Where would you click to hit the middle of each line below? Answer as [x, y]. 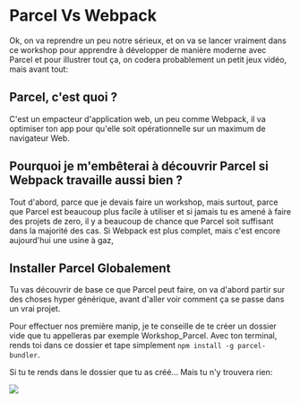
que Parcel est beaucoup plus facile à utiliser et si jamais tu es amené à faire [150, 211]
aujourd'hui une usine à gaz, [61, 240]
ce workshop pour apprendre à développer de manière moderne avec [138, 49]
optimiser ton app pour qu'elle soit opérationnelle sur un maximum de [137, 128]
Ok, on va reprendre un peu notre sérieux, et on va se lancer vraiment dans [148, 40]
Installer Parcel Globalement [90, 268]
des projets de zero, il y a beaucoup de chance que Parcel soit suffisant [141, 221]
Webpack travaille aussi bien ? [96, 180]
